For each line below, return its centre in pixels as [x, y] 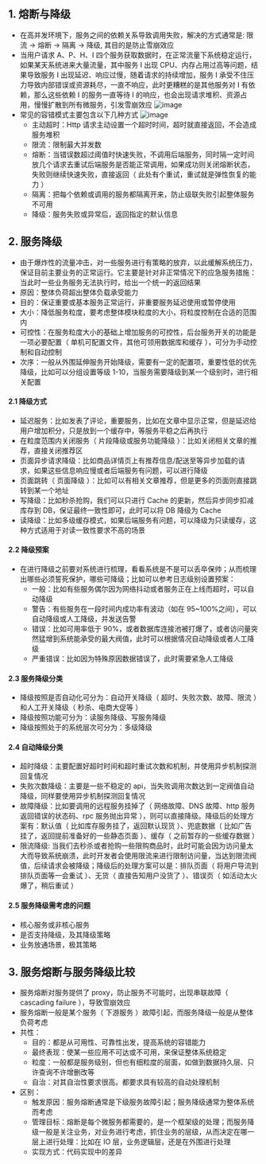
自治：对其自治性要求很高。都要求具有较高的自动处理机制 [125, 1082]
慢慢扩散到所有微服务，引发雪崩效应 [93, 104]
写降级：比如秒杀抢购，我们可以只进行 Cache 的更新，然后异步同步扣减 [137, 500]
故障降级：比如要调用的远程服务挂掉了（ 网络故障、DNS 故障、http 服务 [137, 806]
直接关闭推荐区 [58, 450]
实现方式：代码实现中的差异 [77, 1152]
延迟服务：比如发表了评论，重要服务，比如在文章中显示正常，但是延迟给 [138, 420]
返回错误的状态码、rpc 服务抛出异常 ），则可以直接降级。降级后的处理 [133, 816]
